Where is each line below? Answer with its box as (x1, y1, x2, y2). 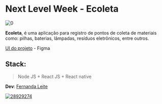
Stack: (5, 60, 26, 69)
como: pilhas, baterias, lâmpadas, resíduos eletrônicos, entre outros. (5, 35, 149, 41)
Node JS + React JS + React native (17, 73, 92, 80)
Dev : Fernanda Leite (5, 83, 48, 89)
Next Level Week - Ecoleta (5, 3, 119, 15)
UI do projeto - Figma (5, 45, 50, 51)
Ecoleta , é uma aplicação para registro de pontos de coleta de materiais (5, 30, 157, 36)
